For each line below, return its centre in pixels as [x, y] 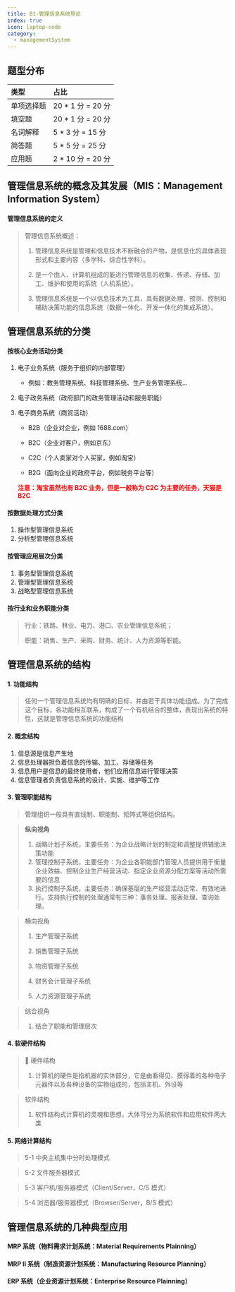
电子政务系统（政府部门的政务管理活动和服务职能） [91, 398]
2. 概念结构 [24, 736]
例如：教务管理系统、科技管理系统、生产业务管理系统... [108, 383]
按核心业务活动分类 [35, 351]
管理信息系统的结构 [49, 665]
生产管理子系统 [57, 935]
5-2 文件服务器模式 [52, 1173]
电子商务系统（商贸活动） [55, 413]
